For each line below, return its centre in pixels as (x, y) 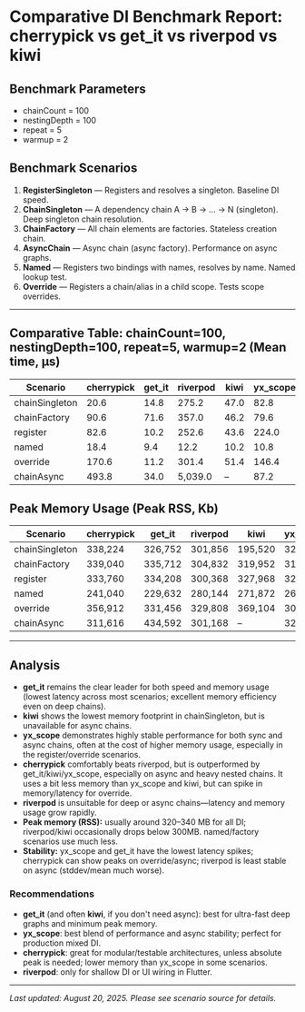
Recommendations (52, 894)
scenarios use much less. (70, 841)
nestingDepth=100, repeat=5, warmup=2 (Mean (148, 347)
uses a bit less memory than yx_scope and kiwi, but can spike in (143, 784)
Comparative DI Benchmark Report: (146, 17)
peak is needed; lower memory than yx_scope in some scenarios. (145, 962)
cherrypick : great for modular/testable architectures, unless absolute (152, 952)
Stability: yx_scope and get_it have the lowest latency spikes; (138, 851)
